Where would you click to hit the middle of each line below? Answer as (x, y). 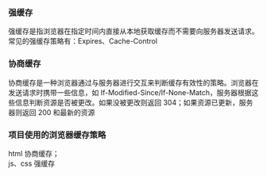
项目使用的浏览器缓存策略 (57, 135)
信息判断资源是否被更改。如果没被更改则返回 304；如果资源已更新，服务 (134, 102)
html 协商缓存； (34, 153)
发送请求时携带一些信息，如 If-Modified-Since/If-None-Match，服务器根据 (130, 92)
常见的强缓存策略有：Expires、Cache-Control (83, 41)
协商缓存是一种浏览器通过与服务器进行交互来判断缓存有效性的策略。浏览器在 (133, 82)
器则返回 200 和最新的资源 (52, 112)
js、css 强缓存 (32, 163)
